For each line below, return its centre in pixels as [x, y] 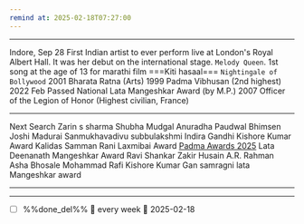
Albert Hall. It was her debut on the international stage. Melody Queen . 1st [144, 62]
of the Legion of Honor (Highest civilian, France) [100, 100]
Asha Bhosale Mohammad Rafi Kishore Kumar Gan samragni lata [130, 165]
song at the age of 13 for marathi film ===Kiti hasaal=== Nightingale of [143, 71]
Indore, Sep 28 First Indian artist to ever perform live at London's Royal [141, 52]
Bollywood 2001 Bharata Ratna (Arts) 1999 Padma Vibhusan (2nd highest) [146, 81]
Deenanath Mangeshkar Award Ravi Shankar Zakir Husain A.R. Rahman [142, 155]
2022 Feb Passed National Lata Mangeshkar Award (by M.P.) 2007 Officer [147, 91]
